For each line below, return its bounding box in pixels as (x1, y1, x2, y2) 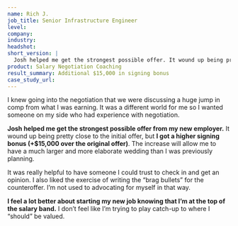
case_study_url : (7, 76, 55, 84)
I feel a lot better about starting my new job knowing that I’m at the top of (7, 197, 225, 205)
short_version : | (7, 50, 59, 57)
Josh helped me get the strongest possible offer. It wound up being (13, 57, 223, 64)
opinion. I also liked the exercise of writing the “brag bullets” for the (7, 176, 204, 184)
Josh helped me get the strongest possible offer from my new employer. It (7, 125, 230, 133)
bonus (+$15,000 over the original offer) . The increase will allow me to (7, 140, 217, 148)
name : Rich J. (7, 10, 50, 18)
